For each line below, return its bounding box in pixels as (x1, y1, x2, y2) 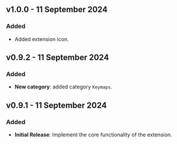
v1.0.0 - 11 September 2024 (6, 5, 108, 15)
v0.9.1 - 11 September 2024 (6, 100, 107, 110)
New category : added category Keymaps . (14, 83, 113, 90)
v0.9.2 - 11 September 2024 (6, 53, 109, 63)
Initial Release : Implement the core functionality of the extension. (14, 131, 172, 138)
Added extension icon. (14, 35, 69, 43)
